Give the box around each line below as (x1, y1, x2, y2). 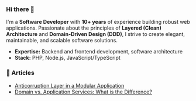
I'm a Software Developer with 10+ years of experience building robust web (6, 19, 190, 26)
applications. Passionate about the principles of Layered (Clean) (6, 24, 162, 31)
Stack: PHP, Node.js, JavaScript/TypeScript (14, 55, 121, 62)
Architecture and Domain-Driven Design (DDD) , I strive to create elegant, (6, 31, 185, 38)
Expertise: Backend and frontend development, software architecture (14, 48, 183, 55)
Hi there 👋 (6, 5, 35, 13)
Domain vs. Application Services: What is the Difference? (14, 88, 152, 95)
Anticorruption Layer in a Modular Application (14, 82, 125, 89)
